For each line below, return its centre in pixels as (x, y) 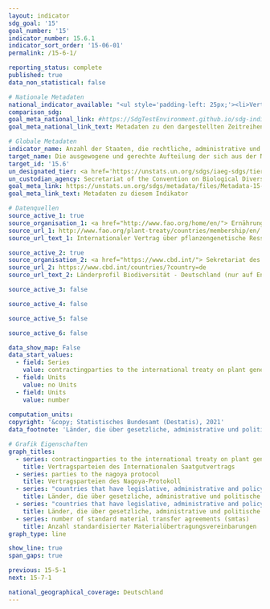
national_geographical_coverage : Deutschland (86, 592)
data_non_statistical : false (57, 82)
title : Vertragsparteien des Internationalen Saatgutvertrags (129, 467)
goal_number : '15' (39, 31)
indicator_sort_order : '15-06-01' (66, 46)
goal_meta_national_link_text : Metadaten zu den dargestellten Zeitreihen (136, 127)
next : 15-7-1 (30, 578)
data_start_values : (41, 355)
